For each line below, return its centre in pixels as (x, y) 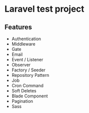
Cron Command (27, 86)
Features (18, 27)
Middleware (23, 44)
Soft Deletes (24, 91)
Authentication (26, 39)
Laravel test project (44, 9)
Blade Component (30, 96)
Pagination (22, 101)
